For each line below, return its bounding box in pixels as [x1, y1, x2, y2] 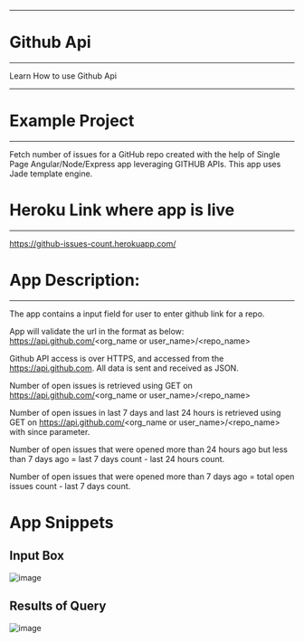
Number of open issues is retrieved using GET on [9, 380, 193, 391]
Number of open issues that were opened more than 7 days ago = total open [9, 471, 295, 482]
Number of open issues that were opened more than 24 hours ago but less [9, 444, 288, 455]
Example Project [9, 110, 135, 131]
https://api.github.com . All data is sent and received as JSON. [9, 363, 240, 373]
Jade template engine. [9, 168, 93, 179]
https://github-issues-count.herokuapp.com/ [9, 238, 176, 249]
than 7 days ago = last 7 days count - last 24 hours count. [9, 453, 225, 464]
